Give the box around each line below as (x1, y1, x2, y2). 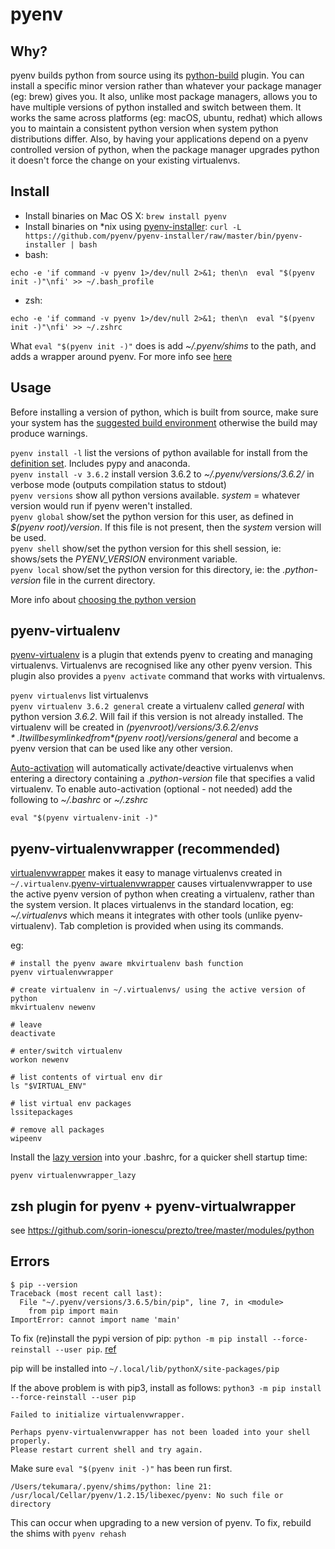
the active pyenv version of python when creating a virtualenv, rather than (10, 888, 315, 900)
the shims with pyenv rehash (10, 1527, 127, 1539)
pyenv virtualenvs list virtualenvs (10, 689, 149, 702)
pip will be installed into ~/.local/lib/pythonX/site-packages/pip (10, 1362, 280, 1374)
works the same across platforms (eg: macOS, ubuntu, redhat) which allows (10, 112, 323, 123)
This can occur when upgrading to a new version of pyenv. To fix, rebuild (10, 1516, 312, 1528)
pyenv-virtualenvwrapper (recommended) (10, 840, 281, 857)
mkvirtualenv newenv (10, 1003, 97, 1013)
